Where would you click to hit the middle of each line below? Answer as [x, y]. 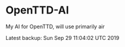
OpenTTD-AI [37, 10]
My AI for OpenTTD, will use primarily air [55, 26]
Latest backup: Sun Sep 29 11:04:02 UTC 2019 [62, 38]
